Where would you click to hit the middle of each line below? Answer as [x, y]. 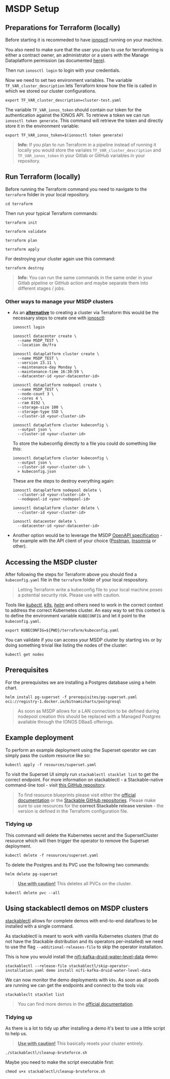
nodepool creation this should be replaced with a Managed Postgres [89, 716]
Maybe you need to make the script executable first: [60, 1062]
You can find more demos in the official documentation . [76, 1004]
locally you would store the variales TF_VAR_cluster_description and [89, 150]
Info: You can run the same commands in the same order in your [85, 277]
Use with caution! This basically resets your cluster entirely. [80, 1043]
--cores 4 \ [30, 399]
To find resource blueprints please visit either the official [77, 795]
